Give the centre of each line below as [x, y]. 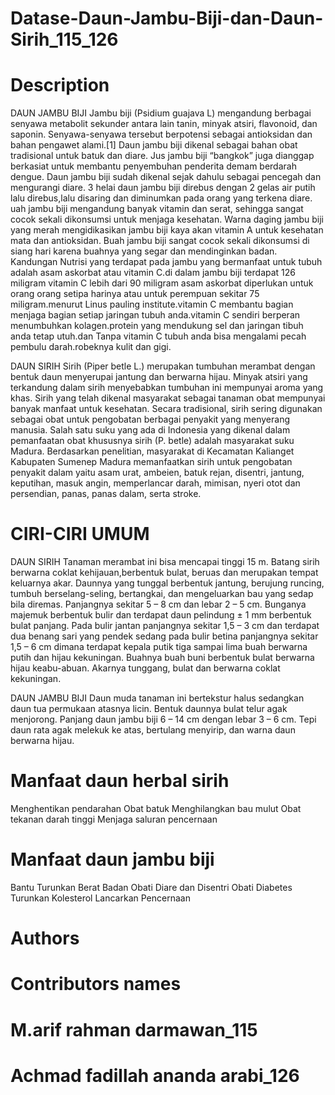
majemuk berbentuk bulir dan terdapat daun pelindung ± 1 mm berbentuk [161, 615]
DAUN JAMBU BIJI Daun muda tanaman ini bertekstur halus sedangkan [157, 698]
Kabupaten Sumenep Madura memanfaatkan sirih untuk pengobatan [151, 462]
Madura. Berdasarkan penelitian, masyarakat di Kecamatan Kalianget [152, 451]
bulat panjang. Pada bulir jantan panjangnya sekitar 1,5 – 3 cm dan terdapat [165, 626]
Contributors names [96, 984]
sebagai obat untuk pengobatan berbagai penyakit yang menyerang [150, 419]
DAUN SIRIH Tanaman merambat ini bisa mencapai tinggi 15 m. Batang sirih [165, 562]
